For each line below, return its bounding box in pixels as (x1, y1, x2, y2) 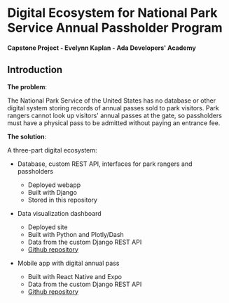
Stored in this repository (27, 195, 98, 204)
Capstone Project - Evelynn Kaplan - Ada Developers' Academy (7, 44, 196, 52)
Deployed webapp (27, 181, 81, 189)
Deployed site (27, 223, 68, 231)
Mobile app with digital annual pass (17, 259, 120, 267)
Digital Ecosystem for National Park (7, 5, 218, 21)
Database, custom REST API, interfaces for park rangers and (17, 160, 193, 168)
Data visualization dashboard (17, 209, 102, 217)
